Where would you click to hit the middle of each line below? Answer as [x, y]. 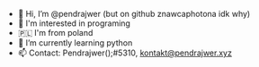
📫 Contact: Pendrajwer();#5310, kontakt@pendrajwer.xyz [125, 53]
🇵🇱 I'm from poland [55, 33]
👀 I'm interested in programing [74, 23]
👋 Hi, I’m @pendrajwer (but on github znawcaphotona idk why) [134, 14]
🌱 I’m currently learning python [75, 43]
